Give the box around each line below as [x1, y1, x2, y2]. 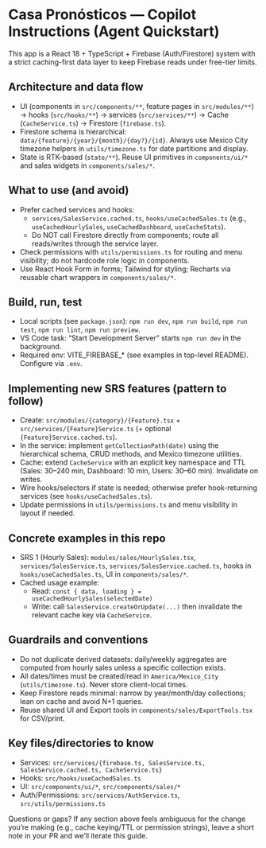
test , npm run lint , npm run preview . [19, 325, 141, 335]
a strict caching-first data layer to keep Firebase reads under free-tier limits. [8, 57, 257, 67]
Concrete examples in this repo [8, 531, 166, 545]
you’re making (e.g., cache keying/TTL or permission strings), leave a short [8, 822, 254, 832]
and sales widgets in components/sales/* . [19, 161, 156, 170]
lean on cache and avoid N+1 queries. [19, 696, 144, 706]
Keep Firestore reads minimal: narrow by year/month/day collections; [19, 688, 246, 698]
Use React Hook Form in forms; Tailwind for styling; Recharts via [19, 264, 231, 274]
